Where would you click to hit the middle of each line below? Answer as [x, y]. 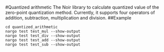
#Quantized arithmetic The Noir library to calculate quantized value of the [82, 7]
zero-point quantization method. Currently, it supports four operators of [80, 12]
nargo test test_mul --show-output [43, 31]
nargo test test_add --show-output [43, 40]
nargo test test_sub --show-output [43, 44]
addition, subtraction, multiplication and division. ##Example [68, 18]
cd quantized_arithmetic [31, 27]
